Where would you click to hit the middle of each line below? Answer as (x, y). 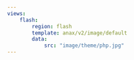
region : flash (52, 26)
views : (16, 13)
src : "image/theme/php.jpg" (84, 46)
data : (40, 39)
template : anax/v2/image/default (80, 33)
